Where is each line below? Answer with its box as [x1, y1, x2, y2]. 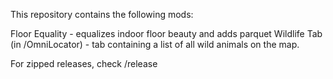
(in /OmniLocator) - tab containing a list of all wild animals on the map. [10, 39, 300, 50]
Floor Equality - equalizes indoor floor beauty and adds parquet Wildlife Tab [10, 28, 323, 39]
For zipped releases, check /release [10, 58, 158, 69]
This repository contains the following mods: [10, 9, 194, 20]
